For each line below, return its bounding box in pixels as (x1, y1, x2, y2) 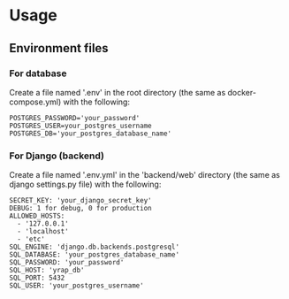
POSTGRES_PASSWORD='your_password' (9, 113, 141, 122)
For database (9, 67, 67, 80)
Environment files (9, 41, 109, 56)
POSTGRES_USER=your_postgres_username (9, 121, 152, 130)
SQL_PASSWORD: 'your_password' (9, 258, 125, 267)
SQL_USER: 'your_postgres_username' (9, 281, 144, 290)
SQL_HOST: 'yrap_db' (9, 266, 86, 275)
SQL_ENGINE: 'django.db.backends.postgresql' (9, 242, 179, 252)
